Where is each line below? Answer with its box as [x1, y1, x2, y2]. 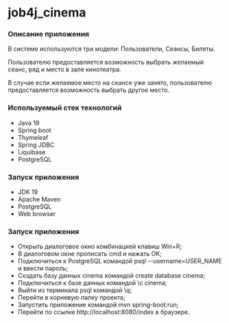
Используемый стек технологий [8, 103, 122, 112]
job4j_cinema [8, 5, 86, 21]
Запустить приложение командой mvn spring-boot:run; [17, 300, 179, 309]
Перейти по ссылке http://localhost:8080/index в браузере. [17, 308, 191, 316]
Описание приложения [8, 29, 90, 39]
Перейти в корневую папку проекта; [17, 294, 125, 302]
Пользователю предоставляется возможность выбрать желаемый [8, 58, 204, 67]
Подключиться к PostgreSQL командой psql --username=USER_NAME [17, 257, 222, 265]
